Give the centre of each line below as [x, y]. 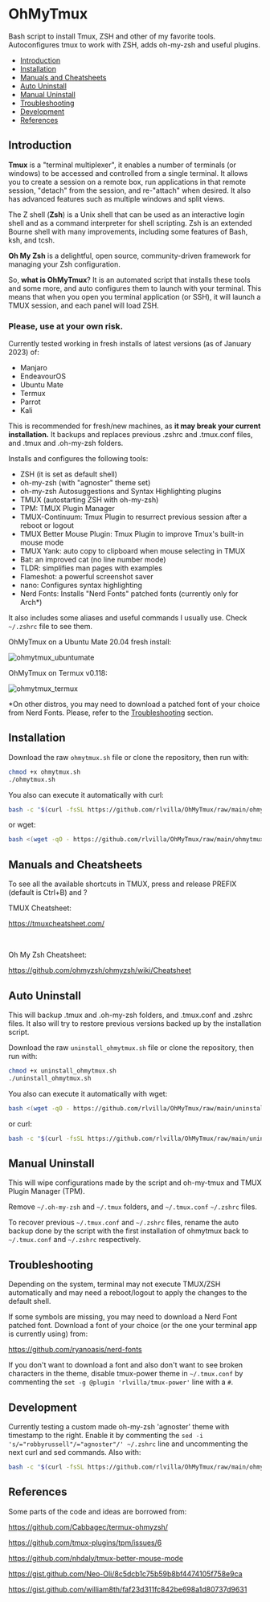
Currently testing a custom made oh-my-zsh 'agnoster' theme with [119, 1426]
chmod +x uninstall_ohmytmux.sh [62, 1071]
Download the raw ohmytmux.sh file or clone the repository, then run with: [129, 757]
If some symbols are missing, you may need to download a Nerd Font [123, 1317]
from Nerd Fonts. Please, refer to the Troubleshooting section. [111, 713]
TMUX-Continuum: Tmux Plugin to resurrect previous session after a [133, 517]
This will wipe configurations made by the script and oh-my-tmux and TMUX [135, 1183]
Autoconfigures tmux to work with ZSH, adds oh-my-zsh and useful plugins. [135, 44]
